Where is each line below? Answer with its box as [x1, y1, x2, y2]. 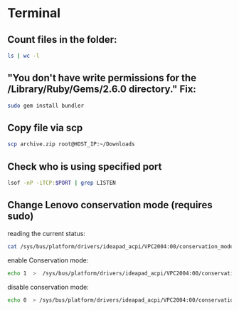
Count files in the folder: [7, 34, 117, 46]
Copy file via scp [7, 121, 83, 133]
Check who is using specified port [7, 160, 162, 173]
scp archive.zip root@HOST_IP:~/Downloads [7, 141, 135, 148]
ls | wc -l [7, 52, 40, 59]
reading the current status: [7, 229, 85, 238]
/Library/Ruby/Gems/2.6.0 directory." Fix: [7, 83, 197, 96]
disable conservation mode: [7, 282, 89, 291]
